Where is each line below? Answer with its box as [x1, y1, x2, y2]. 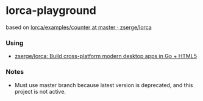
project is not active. [14, 88, 66, 95]
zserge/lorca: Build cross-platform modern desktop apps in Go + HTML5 [14, 53, 198, 60]
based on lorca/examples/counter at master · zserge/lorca [5, 24, 152, 31]
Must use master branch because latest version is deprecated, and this [14, 81, 193, 88]
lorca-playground [5, 4, 97, 18]
